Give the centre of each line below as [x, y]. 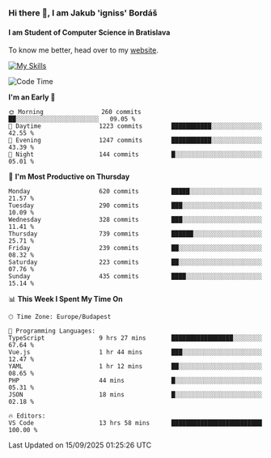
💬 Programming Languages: [52, 331]
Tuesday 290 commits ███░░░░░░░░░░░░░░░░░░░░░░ [135, 206]
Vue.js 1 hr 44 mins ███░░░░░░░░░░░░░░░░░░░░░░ [135, 352]
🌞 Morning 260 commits [75, 112]
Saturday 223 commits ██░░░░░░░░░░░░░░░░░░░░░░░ [135, 262]
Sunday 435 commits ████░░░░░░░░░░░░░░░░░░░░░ [135, 277]
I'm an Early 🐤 [32, 97]
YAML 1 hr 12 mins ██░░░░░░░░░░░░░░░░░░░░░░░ [135, 367]
